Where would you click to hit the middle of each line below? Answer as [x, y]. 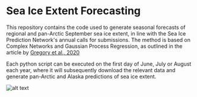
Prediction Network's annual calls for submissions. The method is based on [99, 40]
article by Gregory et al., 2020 [43, 52]
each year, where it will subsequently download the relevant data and [91, 70]
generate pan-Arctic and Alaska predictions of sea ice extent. [81, 76]
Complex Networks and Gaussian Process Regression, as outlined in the [94, 46]
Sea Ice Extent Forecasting [74, 11]
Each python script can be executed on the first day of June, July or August [99, 64]
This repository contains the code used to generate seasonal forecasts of [96, 27]
